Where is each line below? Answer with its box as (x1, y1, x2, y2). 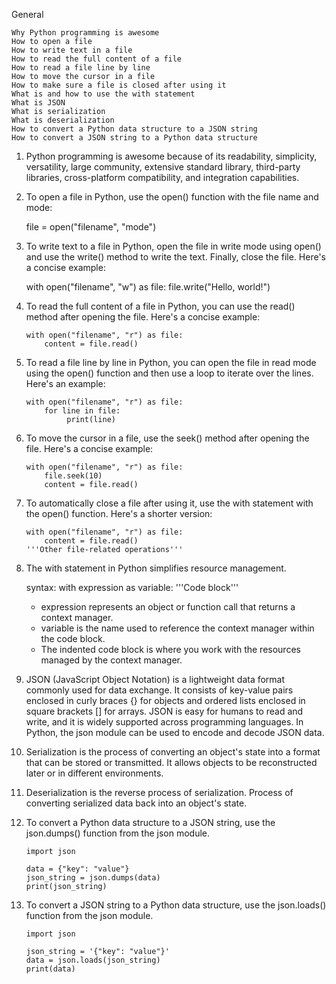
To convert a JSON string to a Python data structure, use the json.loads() (25, 899, 327, 911)
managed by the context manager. (40, 654, 183, 666)
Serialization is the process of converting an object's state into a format (25, 746, 321, 758)
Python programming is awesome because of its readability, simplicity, (25, 150, 318, 162)
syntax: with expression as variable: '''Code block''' (25, 582, 239, 593)
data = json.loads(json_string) (25, 955, 161, 965)
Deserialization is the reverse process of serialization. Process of (25, 787, 294, 798)
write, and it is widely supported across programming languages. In (25, 716, 304, 728)
